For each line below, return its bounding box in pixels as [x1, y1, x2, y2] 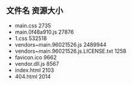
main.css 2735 [14, 22, 51, 29]
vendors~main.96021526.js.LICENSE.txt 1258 [14, 47, 127, 54]
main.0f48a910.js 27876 [14, 28, 74, 35]
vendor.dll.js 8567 [14, 60, 59, 67]
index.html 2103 [14, 66, 54, 74]
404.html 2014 [14, 72, 51, 80]
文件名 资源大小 [6, 5, 63, 16]
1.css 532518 [14, 35, 47, 42]
